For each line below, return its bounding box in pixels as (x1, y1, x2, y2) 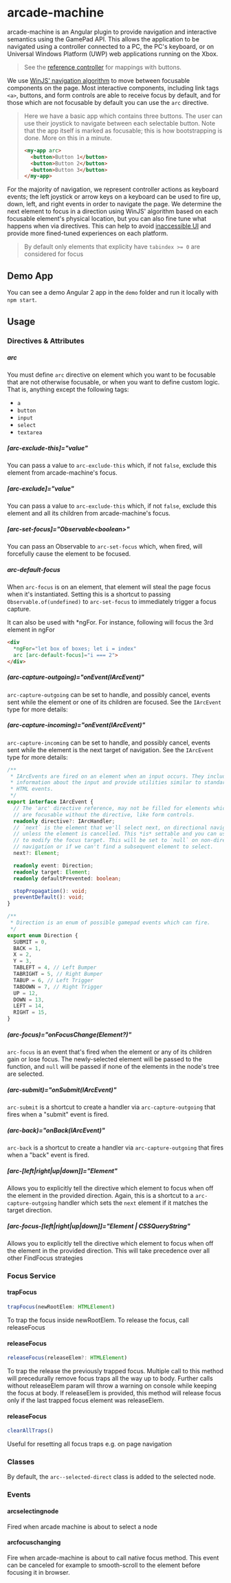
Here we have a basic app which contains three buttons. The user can (23, 112, 223, 120)
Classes (7, 1457, 35, 1467)
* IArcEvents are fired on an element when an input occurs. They (10, 773, 205, 780)
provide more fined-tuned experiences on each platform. (7, 229, 168, 237)
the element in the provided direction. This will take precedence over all (7, 1246, 210, 1255)
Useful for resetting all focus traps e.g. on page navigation (7, 1440, 173, 1448)
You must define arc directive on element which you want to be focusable (7, 371, 216, 379)
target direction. (7, 1206, 53, 1214)
